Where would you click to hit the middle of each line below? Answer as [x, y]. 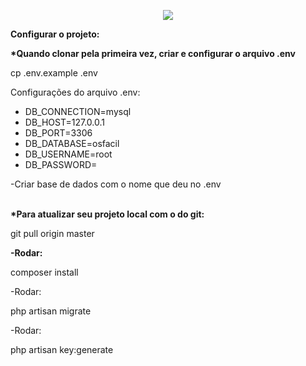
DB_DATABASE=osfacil [72, 143]
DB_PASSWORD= [61, 164]
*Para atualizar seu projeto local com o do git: [107, 214]
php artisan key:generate [62, 349]
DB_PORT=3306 [58, 133]
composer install [44, 272]
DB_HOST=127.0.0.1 [64, 122]
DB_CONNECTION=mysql [78, 111]
